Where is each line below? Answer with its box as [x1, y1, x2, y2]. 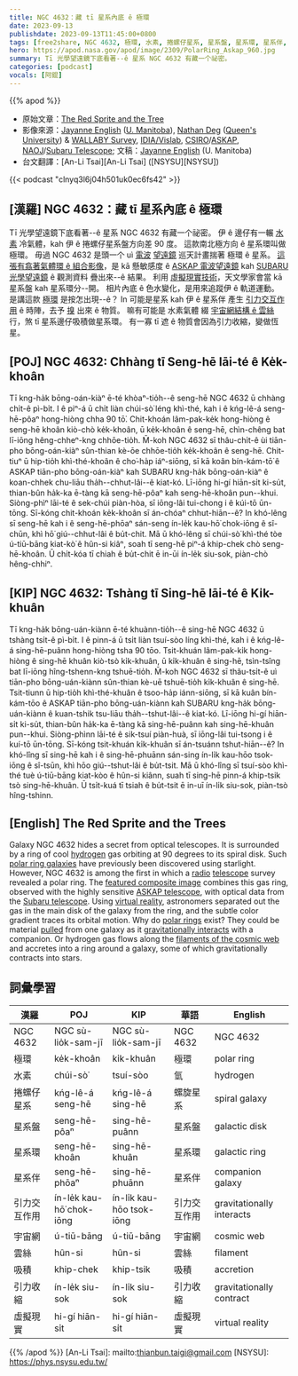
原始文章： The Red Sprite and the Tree [21, 113, 164, 124]
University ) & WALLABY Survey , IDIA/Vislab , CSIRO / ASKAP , [21, 134, 239, 145]
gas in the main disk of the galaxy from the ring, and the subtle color [9, 905, 259, 915]
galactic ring [214, 1145, 266, 1158]
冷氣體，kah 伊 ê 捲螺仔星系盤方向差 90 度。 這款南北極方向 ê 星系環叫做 [19, 238, 286, 249]
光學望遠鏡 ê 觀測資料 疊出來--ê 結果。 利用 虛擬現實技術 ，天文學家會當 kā [9, 272, 283, 282]
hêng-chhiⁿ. [9, 558, 53, 569]
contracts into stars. [9, 953, 82, 963]
